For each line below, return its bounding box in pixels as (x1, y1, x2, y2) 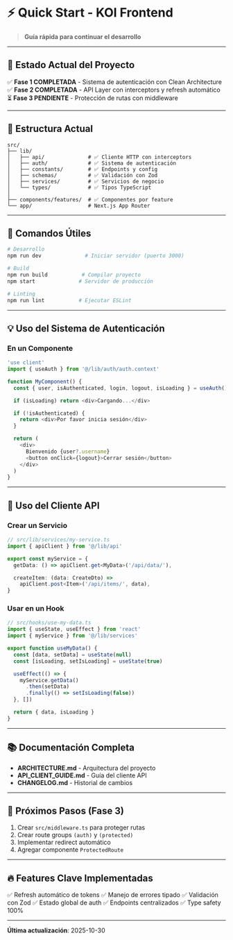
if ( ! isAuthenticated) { (13, 410, 85, 417)
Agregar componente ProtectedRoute (17, 846, 124, 854)
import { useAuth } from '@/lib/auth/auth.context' (7, 365, 159, 373)
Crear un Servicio (7, 520, 68, 530)
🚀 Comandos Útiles (7, 227, 92, 239)
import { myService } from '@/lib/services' (7, 632, 138, 639)
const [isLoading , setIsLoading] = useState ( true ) (13, 657, 163, 665)
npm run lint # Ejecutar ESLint (7, 297, 132, 304)
